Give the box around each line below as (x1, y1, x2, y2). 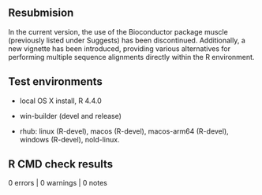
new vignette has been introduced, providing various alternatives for (8, 43, 231, 53)
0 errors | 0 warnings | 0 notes (8, 178, 108, 188)
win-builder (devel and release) (19, 111, 122, 120)
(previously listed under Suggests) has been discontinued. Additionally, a (8, 35, 246, 45)
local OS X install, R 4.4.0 (19, 96, 102, 105)
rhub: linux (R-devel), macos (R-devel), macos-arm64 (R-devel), (19, 126, 229, 136)
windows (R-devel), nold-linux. (19, 134, 120, 144)
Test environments (8, 75, 103, 89)
